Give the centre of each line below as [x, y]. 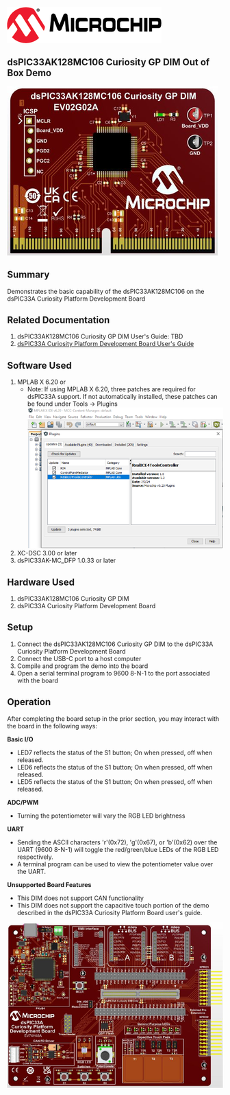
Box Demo [29, 73]
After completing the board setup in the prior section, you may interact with [113, 718]
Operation [29, 702]
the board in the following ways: [52, 726]
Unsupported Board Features [49, 884]
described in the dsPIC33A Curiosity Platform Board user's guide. [110, 912]
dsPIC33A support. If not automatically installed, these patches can [122, 397]
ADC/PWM [23, 802]
